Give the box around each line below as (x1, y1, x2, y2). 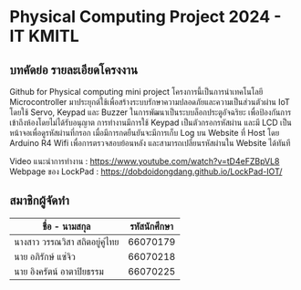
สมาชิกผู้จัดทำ (9, 193, 70, 209)
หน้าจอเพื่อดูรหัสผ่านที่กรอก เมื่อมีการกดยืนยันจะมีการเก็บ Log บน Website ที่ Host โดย (9, 128, 280, 138)
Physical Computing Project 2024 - (9, 6, 282, 27)
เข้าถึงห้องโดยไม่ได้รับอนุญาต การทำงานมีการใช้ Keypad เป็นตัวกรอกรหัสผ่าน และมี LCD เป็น (9, 117, 292, 128)
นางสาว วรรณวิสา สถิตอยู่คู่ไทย (14, 235, 119, 248)
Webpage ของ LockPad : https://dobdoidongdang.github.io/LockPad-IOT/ (9, 166, 283, 177)
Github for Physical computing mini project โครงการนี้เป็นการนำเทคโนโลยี (9, 87, 264, 97)
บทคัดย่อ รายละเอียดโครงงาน (9, 62, 139, 78)
